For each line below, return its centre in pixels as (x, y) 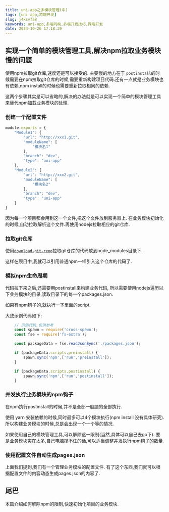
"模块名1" (41, 147)
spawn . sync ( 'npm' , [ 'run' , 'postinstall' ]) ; (69, 376)
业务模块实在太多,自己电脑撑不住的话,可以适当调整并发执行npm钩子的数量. (87, 441)
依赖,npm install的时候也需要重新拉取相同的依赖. (60, 85)
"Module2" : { (28, 170)
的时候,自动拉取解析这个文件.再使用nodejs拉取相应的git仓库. (68, 224)
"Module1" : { (28, 133)
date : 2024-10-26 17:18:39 (34, 29)
